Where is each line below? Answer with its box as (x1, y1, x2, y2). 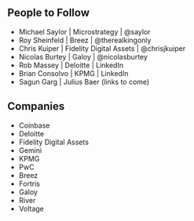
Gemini (18, 145, 42, 155)
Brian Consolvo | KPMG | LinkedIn (18, 68, 129, 78)
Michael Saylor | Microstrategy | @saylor (18, 27, 151, 36)
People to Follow (7, 6, 90, 20)
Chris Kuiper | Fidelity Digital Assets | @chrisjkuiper (18, 43, 186, 53)
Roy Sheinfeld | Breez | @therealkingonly (18, 35, 152, 45)
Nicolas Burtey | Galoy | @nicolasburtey (18, 52, 148, 61)
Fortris (18, 179, 41, 188)
